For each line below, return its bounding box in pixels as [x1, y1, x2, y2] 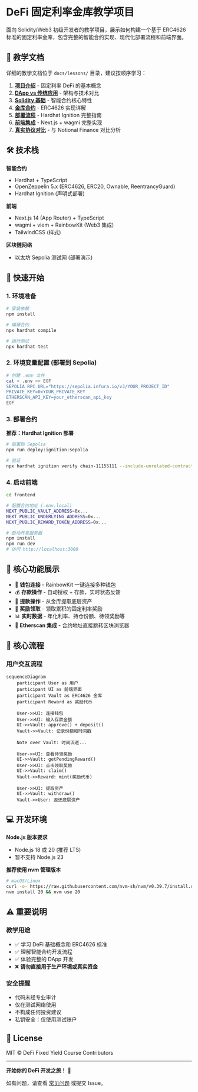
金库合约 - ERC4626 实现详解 [14, 104, 87, 111]
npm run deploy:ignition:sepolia [6, 447, 88, 453]
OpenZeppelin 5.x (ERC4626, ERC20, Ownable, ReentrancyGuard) [14, 183, 176, 190]
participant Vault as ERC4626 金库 [16, 693, 103, 699]
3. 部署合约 [6, 415, 38, 423]
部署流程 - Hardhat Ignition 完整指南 [14, 111, 102, 118]
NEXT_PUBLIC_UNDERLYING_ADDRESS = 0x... [6, 513, 101, 519]
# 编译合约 [6, 322, 29, 328]
